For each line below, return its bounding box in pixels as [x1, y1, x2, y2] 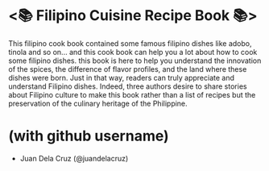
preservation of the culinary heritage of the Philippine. [8, 98, 188, 108]
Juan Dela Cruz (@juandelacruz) [19, 153, 129, 163]
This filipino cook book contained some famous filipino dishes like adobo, [8, 38, 252, 48]
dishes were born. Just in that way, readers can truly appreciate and [8, 73, 235, 82]
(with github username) [8, 127, 169, 145]
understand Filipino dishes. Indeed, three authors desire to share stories [8, 81, 247, 91]
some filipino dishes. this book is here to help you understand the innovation [8, 56, 262, 65]
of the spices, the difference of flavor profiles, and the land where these [8, 64, 247, 73]
